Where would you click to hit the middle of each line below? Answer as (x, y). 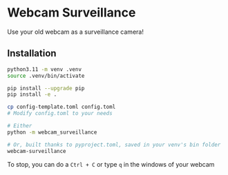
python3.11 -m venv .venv (44, 69)
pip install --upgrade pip (46, 88)
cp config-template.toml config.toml (61, 107)
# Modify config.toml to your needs (60, 114)
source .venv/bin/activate (46, 76)
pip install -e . (32, 94)
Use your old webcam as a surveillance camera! (75, 32)
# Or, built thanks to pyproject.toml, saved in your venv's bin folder (114, 145)
